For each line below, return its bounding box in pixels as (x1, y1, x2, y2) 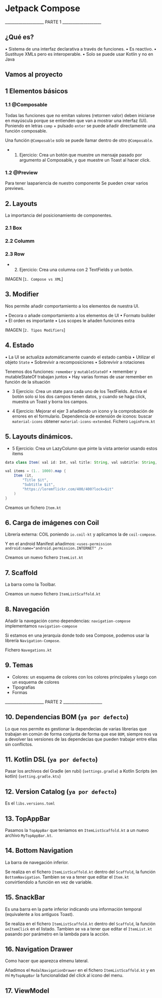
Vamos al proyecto (5, 70, 63, 79)
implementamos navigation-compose (5, 623, 78, 629)
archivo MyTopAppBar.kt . (5, 832, 53, 838)
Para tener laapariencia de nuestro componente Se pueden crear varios (5, 180, 148, 186)
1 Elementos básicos (5, 87, 68, 95)
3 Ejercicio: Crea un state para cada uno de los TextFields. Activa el (12, 388, 147, 394)
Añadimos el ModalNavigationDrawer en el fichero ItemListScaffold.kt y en (5, 967, 155, 973)
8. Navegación (5, 605, 50, 613)
